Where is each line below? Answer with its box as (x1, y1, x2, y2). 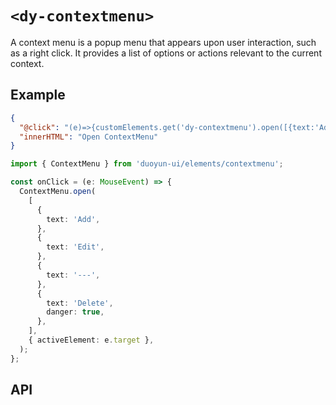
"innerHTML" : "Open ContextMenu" (19, 132, 159, 142)
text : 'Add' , (46, 214, 101, 224)
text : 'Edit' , (46, 242, 105, 252)
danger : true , (46, 307, 105, 317)
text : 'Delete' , (46, 298, 114, 308)
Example (10, 87, 66, 104)
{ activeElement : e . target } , (28, 335, 155, 345)
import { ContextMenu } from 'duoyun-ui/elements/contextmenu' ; (10, 159, 284, 169)
